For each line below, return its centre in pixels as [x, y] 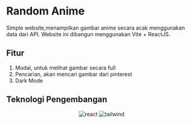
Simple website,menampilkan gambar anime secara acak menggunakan [96, 28]
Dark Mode [29, 80]
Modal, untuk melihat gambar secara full [65, 68]
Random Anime [46, 11]
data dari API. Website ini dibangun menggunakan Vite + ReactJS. [88, 34]
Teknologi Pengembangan [57, 100]
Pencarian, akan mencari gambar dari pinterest [73, 74]
